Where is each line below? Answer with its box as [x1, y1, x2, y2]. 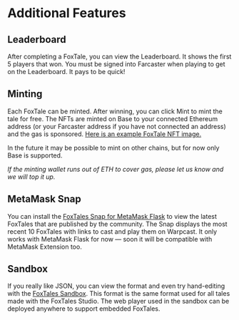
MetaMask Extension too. [7, 242, 82, 251]
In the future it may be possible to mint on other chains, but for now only [7, 143, 220, 152]
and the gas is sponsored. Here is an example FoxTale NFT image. [7, 130, 202, 138]
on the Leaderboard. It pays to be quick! [7, 68, 126, 76]
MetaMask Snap [7, 193, 81, 205]
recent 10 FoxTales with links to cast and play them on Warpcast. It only [7, 227, 218, 236]
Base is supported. [7, 151, 63, 160]
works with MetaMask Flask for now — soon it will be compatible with [7, 234, 213, 243]
